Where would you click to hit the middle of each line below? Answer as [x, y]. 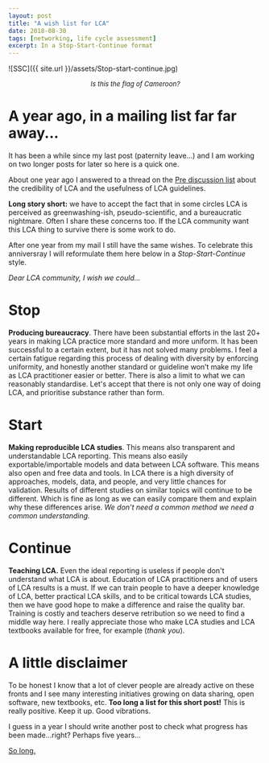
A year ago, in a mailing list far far [123, 116]
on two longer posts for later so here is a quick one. [94, 164]
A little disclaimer [68, 663]
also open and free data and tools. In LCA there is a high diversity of [121, 472]
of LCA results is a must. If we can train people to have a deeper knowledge [134, 588]
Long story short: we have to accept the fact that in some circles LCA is [128, 204]
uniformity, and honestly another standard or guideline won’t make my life [131, 367]
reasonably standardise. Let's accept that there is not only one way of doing [135, 384]
